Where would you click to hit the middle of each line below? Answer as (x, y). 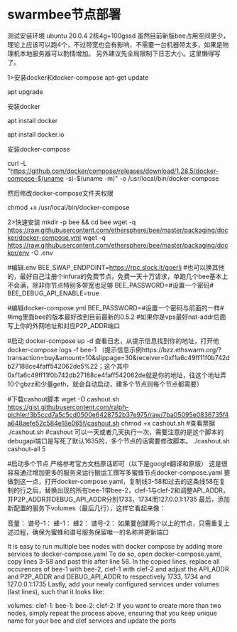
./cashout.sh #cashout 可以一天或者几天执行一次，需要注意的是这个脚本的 (116, 432)
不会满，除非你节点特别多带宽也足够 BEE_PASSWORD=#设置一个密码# (111, 285)
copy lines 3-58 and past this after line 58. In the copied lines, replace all (114, 561)
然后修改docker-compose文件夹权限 (60, 193)
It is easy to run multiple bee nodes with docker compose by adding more (115, 546)
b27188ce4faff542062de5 (46, 366)
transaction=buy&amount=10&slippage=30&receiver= (86, 357)
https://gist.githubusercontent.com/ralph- (68, 407)
